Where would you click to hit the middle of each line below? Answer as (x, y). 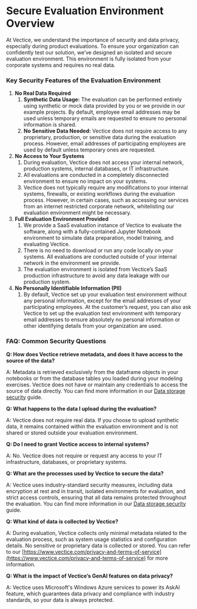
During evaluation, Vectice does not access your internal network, (104, 162)
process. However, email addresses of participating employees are (104, 144)
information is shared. (50, 125)
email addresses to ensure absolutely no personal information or (102, 320)
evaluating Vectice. (47, 244)
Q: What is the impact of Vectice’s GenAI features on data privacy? (89, 576)
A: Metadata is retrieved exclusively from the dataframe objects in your (92, 372)
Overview (30, 23)
